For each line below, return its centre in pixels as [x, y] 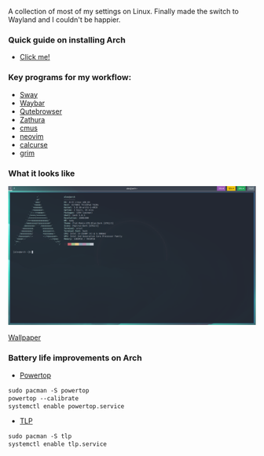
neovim [31, 136]
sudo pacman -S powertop [49, 390]
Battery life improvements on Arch [75, 358]
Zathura [32, 119]
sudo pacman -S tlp [40, 436]
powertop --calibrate [44, 398]
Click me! [35, 57]
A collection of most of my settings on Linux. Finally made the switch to [124, 11]
